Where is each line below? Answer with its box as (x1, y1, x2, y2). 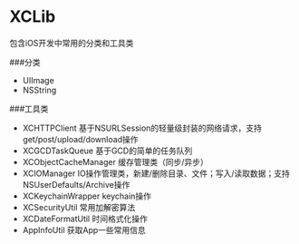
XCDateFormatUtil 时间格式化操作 (22, 213, 148, 224)
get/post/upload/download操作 (22, 133, 139, 144)
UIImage (22, 74, 54, 85)
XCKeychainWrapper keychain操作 (22, 190, 152, 201)
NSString (22, 84, 57, 95)
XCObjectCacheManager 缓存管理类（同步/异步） (22, 156, 208, 167)
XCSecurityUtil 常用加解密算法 (22, 201, 136, 212)
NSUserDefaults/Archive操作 (22, 179, 130, 190)
